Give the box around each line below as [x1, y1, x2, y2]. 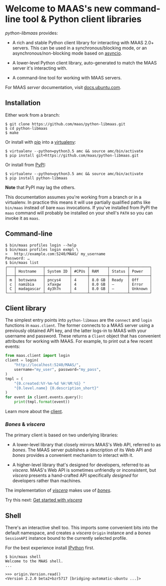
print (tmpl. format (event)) [14, 400, 70, 405]
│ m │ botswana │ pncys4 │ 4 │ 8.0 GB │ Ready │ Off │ [5, 277, 153, 282]
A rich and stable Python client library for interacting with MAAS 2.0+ [12, 39, 154, 45]
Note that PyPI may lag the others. [5, 184, 76, 190]
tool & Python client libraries [22, 13, 142, 25]
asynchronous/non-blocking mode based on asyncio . [12, 50, 122, 56]
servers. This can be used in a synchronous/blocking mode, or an [12, 45, 147, 51]
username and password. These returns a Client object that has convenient [5, 333, 161, 339]
